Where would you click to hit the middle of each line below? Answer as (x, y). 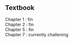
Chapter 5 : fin (19, 29)
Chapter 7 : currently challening (37, 34)
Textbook (20, 8)
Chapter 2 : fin (19, 24)
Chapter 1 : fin (19, 19)
